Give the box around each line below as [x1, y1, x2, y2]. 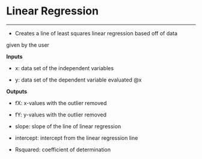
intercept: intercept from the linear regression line [14, 134, 138, 142]
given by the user [6, 41, 50, 49]
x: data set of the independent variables [14, 64, 114, 71]
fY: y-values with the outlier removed [14, 111, 107, 118]
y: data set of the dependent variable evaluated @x [14, 76, 142, 83]
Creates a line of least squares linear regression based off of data [14, 29, 178, 37]
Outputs [6, 88, 28, 95]
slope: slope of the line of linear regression [14, 122, 121, 130]
